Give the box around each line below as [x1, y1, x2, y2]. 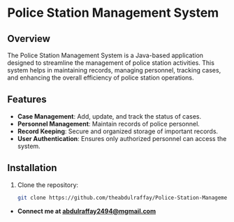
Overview [7, 33, 51, 45]
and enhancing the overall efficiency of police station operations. [7, 73, 194, 82]
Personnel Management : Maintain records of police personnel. [17, 119, 200, 128]
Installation [7, 162, 57, 174]
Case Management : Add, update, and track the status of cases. [17, 112, 202, 120]
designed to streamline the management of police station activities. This [7, 59, 215, 67]
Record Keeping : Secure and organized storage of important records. [17, 127, 219, 135]
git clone [17, 194, 47, 201]
